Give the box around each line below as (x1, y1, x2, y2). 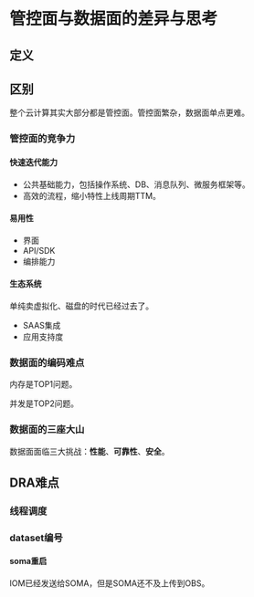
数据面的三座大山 (9, 424, 85, 436)
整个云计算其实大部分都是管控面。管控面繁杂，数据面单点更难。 (9, 107, 249, 119)
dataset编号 (9, 531, 63, 544)
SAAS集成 (22, 319, 61, 330)
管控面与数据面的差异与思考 (9, 8, 218, 29)
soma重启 (9, 556, 48, 567)
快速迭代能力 (9, 156, 58, 167)
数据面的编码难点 (9, 356, 85, 369)
